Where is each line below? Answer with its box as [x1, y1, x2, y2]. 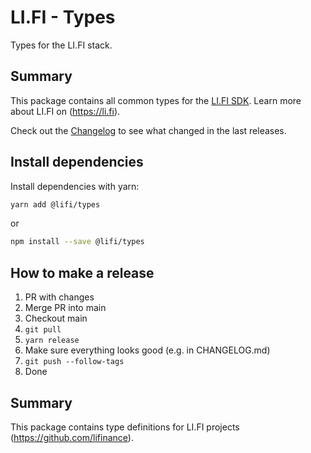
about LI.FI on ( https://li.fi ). [10, 105, 121, 117]
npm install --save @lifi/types [10, 237, 145, 247]
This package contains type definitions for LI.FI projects [10, 421, 240, 433]
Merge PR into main [24, 302, 107, 314]
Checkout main [24, 312, 88, 325]
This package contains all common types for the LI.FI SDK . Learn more [10, 94, 302, 106]
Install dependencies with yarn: [10, 180, 140, 192]
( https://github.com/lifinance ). [10, 431, 134, 443]
